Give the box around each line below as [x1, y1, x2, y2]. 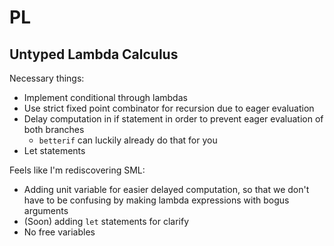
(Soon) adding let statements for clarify [23, 216, 190, 227]
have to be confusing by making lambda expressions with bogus [23, 194, 290, 206]
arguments [23, 205, 69, 216]
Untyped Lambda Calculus [9, 46, 179, 63]
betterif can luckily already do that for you [38, 134, 218, 146]
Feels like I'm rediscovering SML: [9, 164, 146, 176]
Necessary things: [9, 72, 85, 84]
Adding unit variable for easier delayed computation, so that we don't [23, 184, 310, 195]
